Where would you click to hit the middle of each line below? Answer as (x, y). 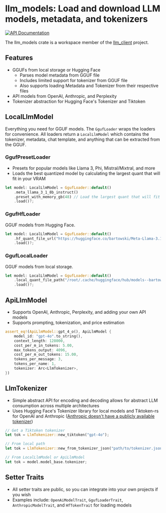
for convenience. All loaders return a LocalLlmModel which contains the (77, 134)
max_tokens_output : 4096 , (41, 350)
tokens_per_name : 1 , (35, 364)
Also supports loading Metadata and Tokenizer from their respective (89, 85)
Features (19, 58)
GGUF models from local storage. (39, 266)
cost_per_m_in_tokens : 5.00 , (44, 345)
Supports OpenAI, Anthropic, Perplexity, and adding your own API (79, 312)
